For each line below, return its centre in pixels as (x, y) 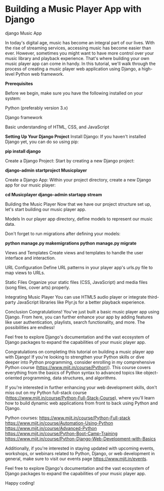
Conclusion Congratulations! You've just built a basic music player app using (82, 311)
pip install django (23, 151)
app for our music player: (31, 185)
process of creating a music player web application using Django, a (73, 69)
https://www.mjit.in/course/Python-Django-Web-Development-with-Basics (81, 438)
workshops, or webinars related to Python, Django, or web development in (80, 453)
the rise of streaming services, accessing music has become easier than (78, 48)
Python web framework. (40, 74)
